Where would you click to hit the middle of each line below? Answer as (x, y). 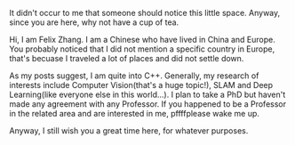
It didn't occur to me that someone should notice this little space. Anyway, (145, 13)
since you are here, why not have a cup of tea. (94, 22)
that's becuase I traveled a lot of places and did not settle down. (127, 58)
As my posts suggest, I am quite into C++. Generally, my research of (134, 76)
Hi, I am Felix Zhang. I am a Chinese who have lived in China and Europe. (142, 40)
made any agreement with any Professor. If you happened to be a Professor (148, 104)
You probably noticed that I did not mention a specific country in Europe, (142, 49)
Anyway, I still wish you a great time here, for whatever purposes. (129, 131)
